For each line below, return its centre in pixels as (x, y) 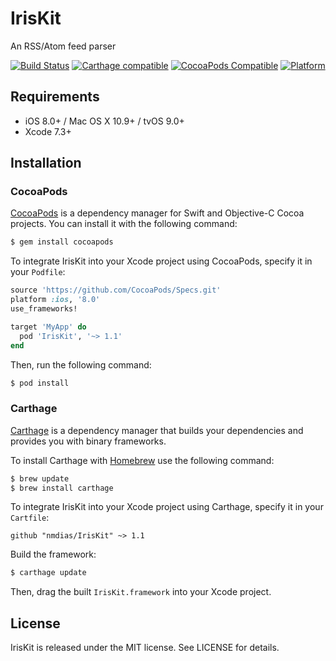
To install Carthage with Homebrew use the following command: (142, 460)
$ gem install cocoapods (62, 242)
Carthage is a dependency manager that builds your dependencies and (157, 430)
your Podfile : (38, 272)
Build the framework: (53, 554)
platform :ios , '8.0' (55, 300)
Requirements (55, 97)
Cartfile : (30, 518)
